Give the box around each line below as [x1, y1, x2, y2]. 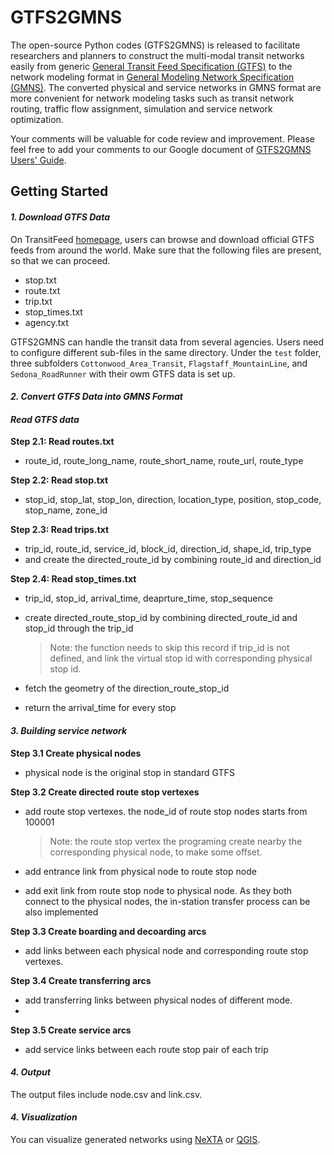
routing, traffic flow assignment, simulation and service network [10, 102, 273, 115]
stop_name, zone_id [24, 504, 108, 516]
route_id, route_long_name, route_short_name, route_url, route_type [24, 455, 304, 467]
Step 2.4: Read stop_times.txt [10, 573, 137, 585]
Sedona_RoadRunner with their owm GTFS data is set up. [10, 367, 236, 380]
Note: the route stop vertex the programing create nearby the [49, 835, 303, 847]
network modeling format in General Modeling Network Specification [10, 71, 295, 83]
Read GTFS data [10, 413, 80, 425]
